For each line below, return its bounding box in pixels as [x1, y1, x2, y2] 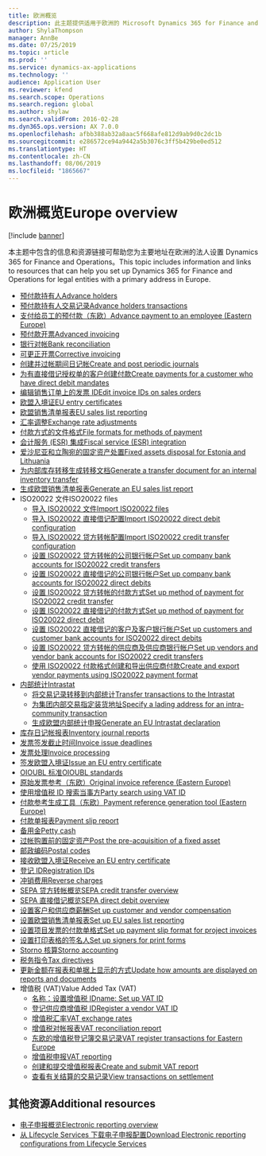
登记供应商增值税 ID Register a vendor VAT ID [31, 1003, 179, 1013]
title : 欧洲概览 [8, 11, 57, 20]
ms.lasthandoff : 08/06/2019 [8, 160, 102, 168]
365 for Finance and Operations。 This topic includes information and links [8, 256, 252, 267]
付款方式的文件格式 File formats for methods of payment [19, 427, 202, 436]
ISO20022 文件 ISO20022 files [19, 494, 118, 503]
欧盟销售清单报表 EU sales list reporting [19, 407, 148, 416]
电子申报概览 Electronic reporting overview [19, 1119, 159, 1129]
